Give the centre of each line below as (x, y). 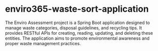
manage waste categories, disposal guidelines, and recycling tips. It (74, 27)
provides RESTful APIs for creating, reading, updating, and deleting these (79, 33)
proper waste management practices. (43, 43)
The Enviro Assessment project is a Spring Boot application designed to (78, 23)
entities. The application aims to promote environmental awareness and (77, 38)
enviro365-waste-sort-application (77, 9)
